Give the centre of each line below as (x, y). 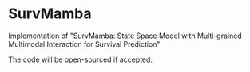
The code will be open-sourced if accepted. (81, 59)
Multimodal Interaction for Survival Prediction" (84, 44)
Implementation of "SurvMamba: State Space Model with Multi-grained (125, 36)
